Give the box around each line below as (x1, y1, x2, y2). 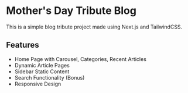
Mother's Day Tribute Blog (6, 4, 136, 17)
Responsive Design (14, 80, 61, 87)
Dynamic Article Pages (14, 62, 70, 69)
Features (6, 40, 39, 50)
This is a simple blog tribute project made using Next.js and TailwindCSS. (6, 23, 183, 30)
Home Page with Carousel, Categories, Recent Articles (14, 55, 146, 62)
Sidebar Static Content (14, 68, 70, 75)
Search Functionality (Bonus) (14, 74, 85, 81)
